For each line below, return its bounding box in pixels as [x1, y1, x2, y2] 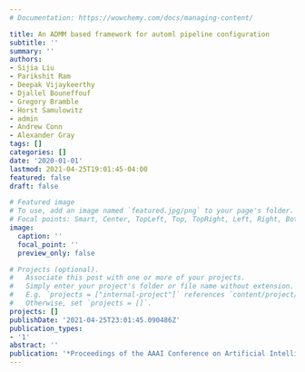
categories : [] [9, 148, 67, 157]
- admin [9, 114, 39, 123]
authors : [9, 55, 43, 64]
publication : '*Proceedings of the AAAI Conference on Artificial [9, 349, 266, 358]
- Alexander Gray [9, 131, 75, 141]
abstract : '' [9, 341, 59, 350]
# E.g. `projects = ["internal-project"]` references [9, 290, 225, 299]
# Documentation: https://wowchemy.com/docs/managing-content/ [9, 13, 254, 23]
